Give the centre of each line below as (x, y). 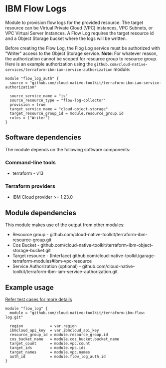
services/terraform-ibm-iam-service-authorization (59, 70)
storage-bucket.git (31, 251)
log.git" (14, 317)
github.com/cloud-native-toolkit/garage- (114, 256)
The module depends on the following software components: (68, 149)
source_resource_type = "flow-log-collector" (58, 100)
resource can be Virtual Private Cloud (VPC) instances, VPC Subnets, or (79, 27)
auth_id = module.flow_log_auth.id (58, 357)
